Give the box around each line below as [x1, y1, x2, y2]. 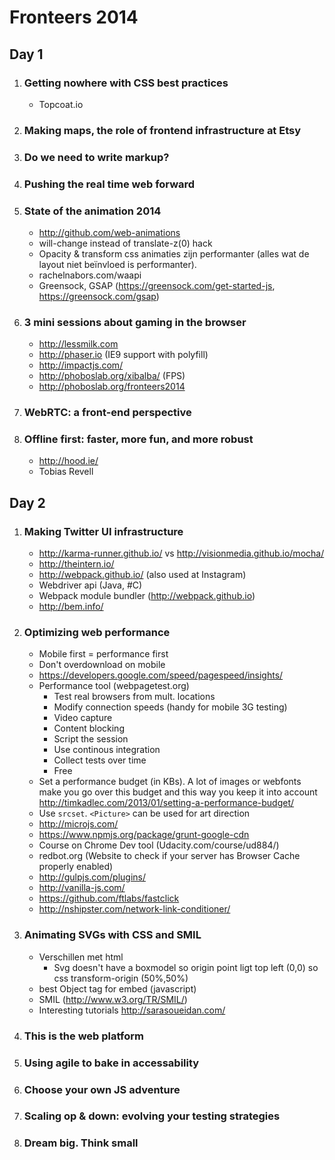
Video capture [53, 712, 113, 724]
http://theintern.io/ [38, 558, 115, 570]
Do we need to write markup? [23, 150, 170, 164]
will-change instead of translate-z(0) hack [38, 237, 213, 249]
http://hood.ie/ [38, 455, 99, 467]
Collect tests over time [53, 754, 147, 766]
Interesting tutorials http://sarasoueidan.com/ [38, 1004, 226, 1016]
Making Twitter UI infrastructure [23, 524, 184, 538]
